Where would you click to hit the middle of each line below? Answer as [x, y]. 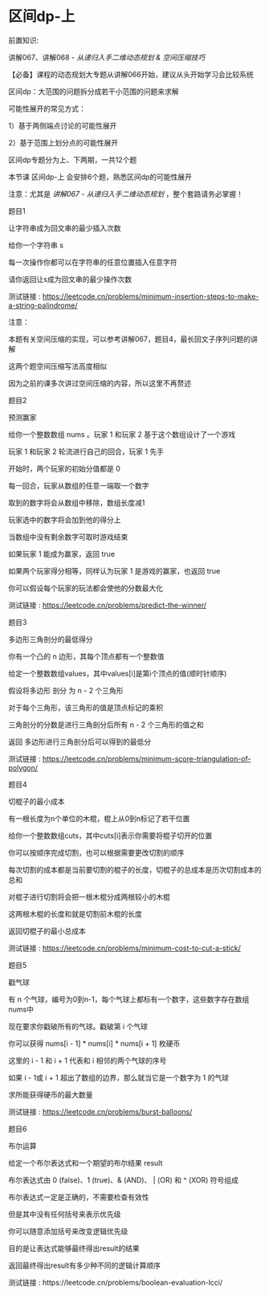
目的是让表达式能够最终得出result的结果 [74, 1248]
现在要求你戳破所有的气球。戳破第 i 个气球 [78, 1026]
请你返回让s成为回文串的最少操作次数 [70, 279]
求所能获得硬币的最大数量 [51, 1094]
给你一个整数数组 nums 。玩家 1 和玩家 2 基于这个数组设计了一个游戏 [122, 434]
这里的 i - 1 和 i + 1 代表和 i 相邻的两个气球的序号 [88, 1060]
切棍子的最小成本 [37, 801]
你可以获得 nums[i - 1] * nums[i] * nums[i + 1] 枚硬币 [94, 1043]
